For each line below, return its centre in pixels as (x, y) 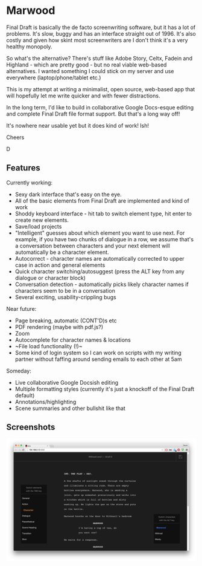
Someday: (19, 371)
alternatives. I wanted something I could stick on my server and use (90, 71)
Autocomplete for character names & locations (73, 340)
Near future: (21, 308)
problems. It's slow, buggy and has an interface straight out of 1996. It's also (101, 33)
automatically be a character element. (62, 252)
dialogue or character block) (50, 278)
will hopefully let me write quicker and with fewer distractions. (83, 96)
